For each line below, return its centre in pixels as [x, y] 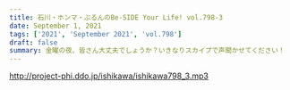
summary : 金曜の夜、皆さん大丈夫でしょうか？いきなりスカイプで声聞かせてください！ [147, 51]
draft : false [34, 42]
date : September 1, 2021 [55, 26]
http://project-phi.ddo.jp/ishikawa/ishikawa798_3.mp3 [109, 76]
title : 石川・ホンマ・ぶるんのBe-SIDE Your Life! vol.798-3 [116, 17]
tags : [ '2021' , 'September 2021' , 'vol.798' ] [95, 34]
